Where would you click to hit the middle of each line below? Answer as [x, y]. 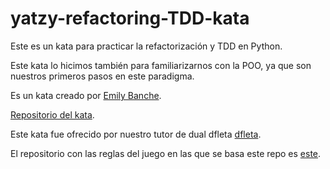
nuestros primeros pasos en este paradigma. [102, 76]
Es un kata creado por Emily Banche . [86, 95]
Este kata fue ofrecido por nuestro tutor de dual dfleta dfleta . [136, 134]
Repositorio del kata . [52, 114]
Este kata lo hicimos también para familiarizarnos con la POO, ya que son [161, 65]
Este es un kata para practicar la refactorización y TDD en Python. [146, 46]
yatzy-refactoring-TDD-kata [130, 18]
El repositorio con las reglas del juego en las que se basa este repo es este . [166, 153]
